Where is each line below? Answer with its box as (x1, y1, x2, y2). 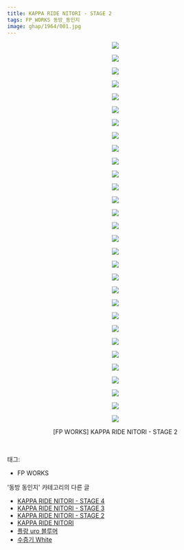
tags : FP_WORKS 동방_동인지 (7, 16, 80, 23)
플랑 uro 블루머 (16, 527, 58, 536)
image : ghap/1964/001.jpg (7, 23, 81, 30)
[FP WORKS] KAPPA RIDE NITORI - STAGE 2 (53, 428, 178, 436)
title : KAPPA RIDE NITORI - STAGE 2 (7, 10, 112, 17)
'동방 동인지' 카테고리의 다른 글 (7, 483, 90, 492)
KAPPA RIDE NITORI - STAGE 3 (16, 504, 105, 512)
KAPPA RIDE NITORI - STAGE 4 (16, 497, 105, 505)
